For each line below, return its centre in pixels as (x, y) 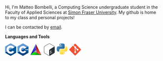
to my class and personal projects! (40, 17)
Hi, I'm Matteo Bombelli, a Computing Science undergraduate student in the (81, 7)
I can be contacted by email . (34, 27)
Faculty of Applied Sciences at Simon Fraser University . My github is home (81, 12)
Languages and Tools (27, 37)
